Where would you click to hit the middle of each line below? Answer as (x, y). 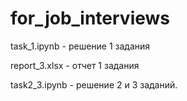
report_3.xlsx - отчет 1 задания (75, 65)
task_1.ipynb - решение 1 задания (80, 46)
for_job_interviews (90, 18)
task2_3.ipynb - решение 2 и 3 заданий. (94, 84)
